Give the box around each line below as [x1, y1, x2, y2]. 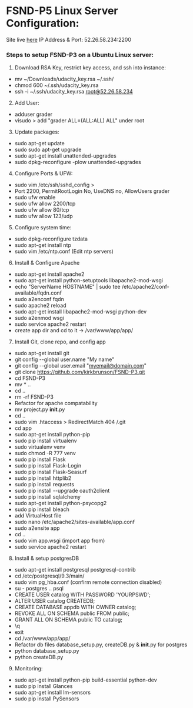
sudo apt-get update [14, 140, 65, 147]
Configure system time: [14, 224, 72, 231]
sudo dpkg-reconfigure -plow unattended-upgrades [14, 159, 141, 166]
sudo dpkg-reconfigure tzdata [14, 235, 88, 242]
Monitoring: [14, 665, 43, 672]
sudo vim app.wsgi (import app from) [14, 537, 105, 545]
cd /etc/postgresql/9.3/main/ [14, 572, 85, 580]
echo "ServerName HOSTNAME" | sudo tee [14, 283, 121, 290]
